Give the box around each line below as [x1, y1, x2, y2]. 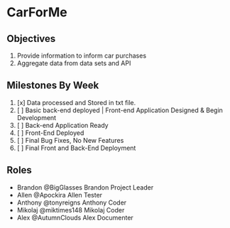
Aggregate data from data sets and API [16, 59, 131, 67]
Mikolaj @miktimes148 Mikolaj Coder [16, 205, 125, 214]
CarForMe [6, 4, 68, 21]
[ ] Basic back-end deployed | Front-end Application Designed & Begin [16, 106, 223, 114]
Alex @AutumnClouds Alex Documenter [16, 213, 134, 222]
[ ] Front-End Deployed [16, 129, 84, 137]
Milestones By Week [6, 80, 99, 92]
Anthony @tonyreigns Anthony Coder [16, 198, 127, 207]
